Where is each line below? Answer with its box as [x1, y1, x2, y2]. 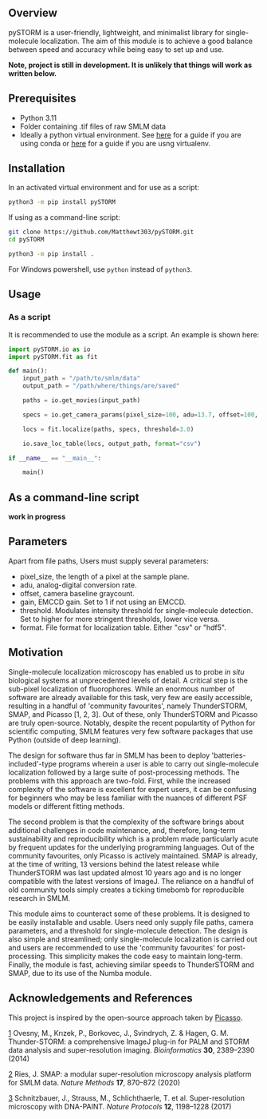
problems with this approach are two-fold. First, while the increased [8, 775, 231, 786]
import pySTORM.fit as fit [8, 352, 98, 360]
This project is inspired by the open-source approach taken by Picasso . [8, 1013, 243, 1022]
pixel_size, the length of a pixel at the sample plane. [19, 571, 190, 581]
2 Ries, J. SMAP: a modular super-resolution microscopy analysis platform [8, 1069, 253, 1078]
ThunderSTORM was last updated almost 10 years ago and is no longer [8, 867, 241, 878]
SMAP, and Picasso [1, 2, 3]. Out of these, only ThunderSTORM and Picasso [8, 709, 258, 719]
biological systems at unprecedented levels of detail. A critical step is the [8, 675, 249, 685]
